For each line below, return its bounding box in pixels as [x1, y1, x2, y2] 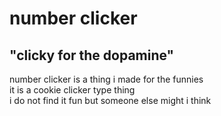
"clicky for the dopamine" [9, 47, 175, 64]
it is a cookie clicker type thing [9, 84, 136, 96]
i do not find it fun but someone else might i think [9, 95, 212, 106]
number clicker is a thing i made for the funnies [9, 73, 204, 85]
